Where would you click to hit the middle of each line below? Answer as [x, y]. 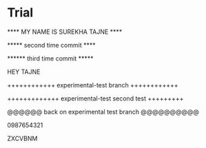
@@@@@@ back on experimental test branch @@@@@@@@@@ [103, 112]
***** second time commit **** [51, 45]
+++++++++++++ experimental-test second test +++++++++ [95, 98]
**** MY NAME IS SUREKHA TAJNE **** [65, 32]
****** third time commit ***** [51, 58]
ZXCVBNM [22, 138]
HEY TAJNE [24, 72]
